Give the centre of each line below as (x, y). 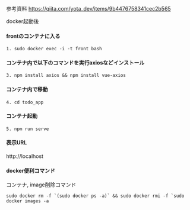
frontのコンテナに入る (33, 36)
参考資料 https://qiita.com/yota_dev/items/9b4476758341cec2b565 (88, 9)
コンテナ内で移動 (27, 89)
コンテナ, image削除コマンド (41, 185)
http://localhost (25, 156)
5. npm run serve (28, 129)
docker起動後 (23, 21)
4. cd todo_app (25, 102)
